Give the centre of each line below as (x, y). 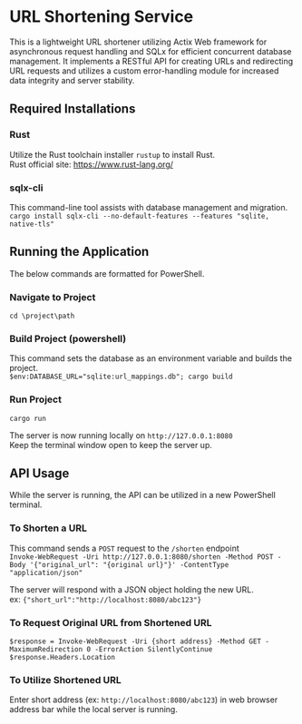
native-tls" (32, 224)
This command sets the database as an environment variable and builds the (151, 358)
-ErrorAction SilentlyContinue (154, 650)
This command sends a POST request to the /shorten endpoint (124, 548)
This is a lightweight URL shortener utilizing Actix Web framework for (138, 42)
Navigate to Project (53, 297)
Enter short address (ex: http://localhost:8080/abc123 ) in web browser (144, 700)
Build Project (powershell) (68, 338)
